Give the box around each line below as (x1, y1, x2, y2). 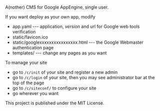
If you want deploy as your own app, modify (5, 14, 96, 19)
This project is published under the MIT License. (5, 100, 105, 106)
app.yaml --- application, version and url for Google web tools (12, 23, 140, 29)
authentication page (12, 45, 54, 50)
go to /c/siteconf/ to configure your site (12, 85, 97, 91)
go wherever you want (12, 91, 59, 96)
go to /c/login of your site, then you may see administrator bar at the (12, 75, 155, 80)
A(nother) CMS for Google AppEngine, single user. (5, 4, 109, 10)
